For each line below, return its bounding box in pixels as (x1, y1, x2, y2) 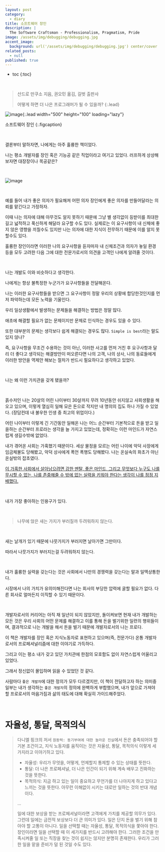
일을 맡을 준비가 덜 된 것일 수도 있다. (22, 842, 92, 848)
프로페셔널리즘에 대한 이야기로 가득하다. (18, 641, 95, 647)
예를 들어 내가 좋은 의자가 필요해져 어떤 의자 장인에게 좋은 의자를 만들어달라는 (5, 198, 154, 203)
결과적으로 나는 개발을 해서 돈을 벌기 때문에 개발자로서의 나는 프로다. (11, 624, 143, 630)
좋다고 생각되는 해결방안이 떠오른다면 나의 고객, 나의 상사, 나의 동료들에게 (15, 351, 156, 357)
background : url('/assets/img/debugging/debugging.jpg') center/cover (9, 44, 158, 49)
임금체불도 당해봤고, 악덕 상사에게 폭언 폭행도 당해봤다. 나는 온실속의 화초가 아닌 (5, 449, 159, 455)
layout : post (5, 7, 32, 12)
